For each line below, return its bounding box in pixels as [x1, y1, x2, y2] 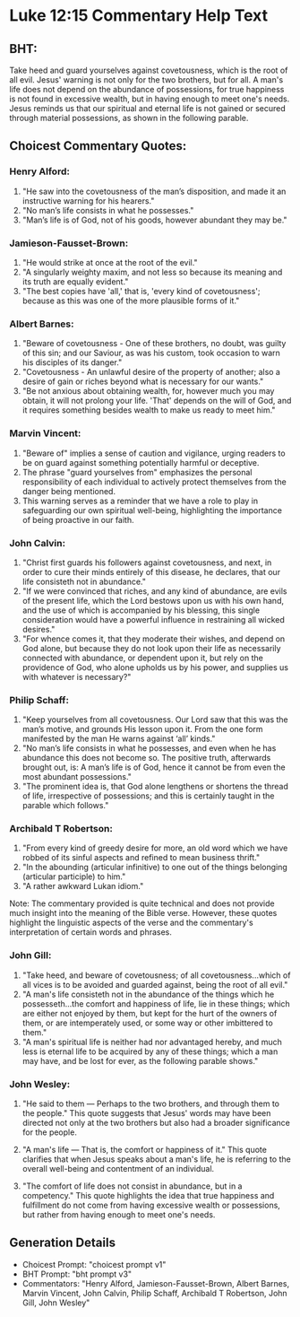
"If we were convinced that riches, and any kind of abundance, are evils [21, 585, 287, 597]
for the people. [21, 1127, 78, 1138]
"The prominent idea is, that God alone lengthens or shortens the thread [21, 781, 289, 792]
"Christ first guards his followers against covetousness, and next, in [21, 557, 272, 568]
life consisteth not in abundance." [21, 576, 146, 587]
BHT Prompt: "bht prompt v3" [21, 1269, 133, 1279]
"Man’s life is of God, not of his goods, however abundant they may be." [21, 214, 288, 225]
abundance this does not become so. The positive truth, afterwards [21, 753, 271, 763]
